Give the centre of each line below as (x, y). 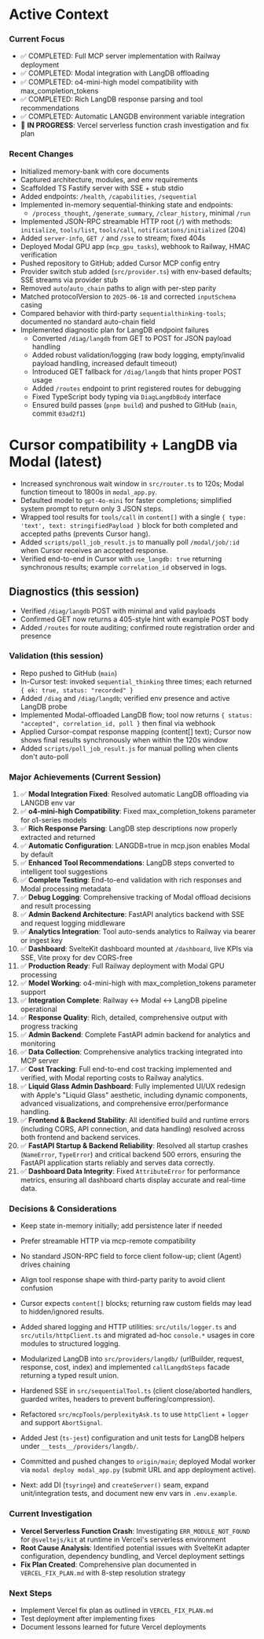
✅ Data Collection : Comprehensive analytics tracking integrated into (131, 1052)
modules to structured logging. (70, 1344)
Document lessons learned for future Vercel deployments (113, 1627)
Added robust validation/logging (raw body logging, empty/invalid (138, 354)
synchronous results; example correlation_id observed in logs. (123, 566)
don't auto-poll (44, 757)
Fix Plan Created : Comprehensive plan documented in (108, 1564)
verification (38, 255)
